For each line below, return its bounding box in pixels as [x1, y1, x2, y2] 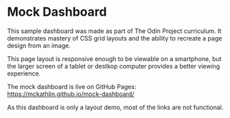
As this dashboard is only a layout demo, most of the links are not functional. [7, 103, 224, 111]
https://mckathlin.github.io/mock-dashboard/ [7, 90, 135, 98]
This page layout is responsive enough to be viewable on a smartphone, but [7, 54, 222, 62]
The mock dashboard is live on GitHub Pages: [7, 82, 137, 91]
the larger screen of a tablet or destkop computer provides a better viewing [7, 62, 220, 70]
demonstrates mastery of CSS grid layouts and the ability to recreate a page [7, 34, 222, 42]
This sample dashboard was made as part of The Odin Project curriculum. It [7, 27, 222, 35]
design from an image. [7, 41, 71, 49]
